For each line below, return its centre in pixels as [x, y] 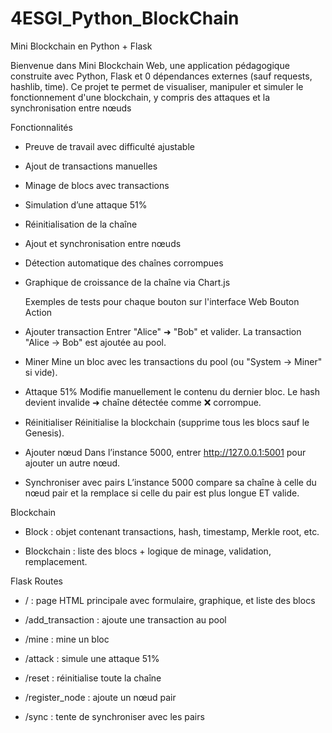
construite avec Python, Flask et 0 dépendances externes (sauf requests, [161, 76]
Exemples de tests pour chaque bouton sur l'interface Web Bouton [162, 301]
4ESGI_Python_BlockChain [125, 18]
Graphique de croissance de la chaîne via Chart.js [127, 282]
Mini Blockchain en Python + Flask [81, 46]
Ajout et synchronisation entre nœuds [103, 243]
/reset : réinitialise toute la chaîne [93, 678]
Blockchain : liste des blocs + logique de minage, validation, [148, 551]
